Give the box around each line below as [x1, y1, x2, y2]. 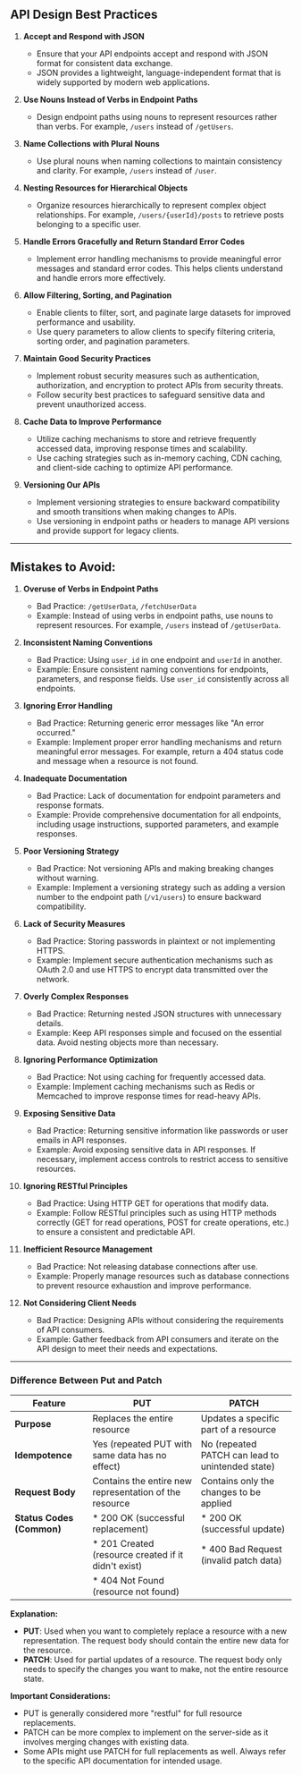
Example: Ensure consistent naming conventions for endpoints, [36, 664, 269, 675]
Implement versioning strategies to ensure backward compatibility [36, 497, 280, 507]
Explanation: [10, 1608, 59, 1618]
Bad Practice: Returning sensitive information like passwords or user [36, 1125, 288, 1135]
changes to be [200, 1485, 262, 1498]
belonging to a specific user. [36, 218, 142, 229]
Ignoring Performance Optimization [22, 1054, 159, 1065]
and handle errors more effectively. [36, 272, 166, 283]
